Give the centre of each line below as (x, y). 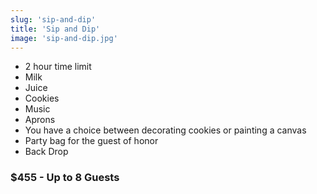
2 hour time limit (58, 67)
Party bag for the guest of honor (91, 141)
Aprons (40, 120)
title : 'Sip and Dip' (55, 29)
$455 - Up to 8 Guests (65, 178)
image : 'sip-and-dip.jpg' (64, 38)
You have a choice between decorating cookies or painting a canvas (165, 130)
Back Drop (46, 152)
